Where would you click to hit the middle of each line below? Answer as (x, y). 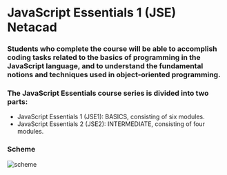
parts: (18, 102)
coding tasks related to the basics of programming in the (104, 58)
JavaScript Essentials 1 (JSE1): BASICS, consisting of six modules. (111, 117)
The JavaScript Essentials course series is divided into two (108, 93)
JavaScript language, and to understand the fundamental (105, 66)
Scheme (21, 150)
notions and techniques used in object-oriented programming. (114, 75)
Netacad (32, 27)
